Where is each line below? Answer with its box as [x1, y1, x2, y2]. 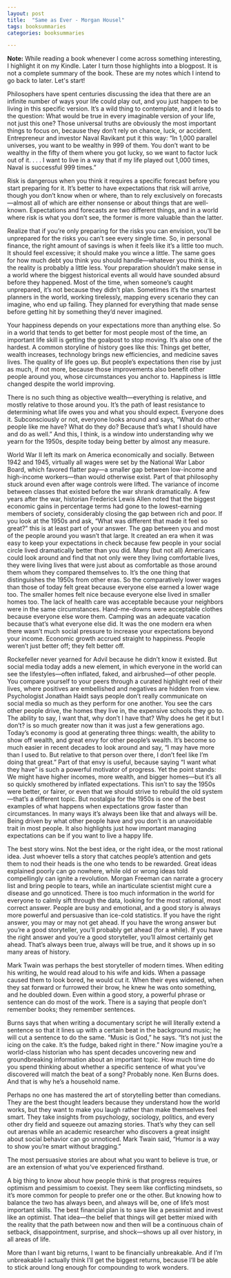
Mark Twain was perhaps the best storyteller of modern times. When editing [7, 961, 224, 970]
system [202, 788, 223, 796]
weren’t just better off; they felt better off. [7, 642, 125, 650]
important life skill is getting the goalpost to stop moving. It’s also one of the [7, 336, 222, 344]
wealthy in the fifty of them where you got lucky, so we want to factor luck [7, 149, 219, 157]
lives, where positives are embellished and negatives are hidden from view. [7, 685, 221, 693]
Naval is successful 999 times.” [7, 163, 97, 172]
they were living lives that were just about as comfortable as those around [7, 561, 217, 569]
